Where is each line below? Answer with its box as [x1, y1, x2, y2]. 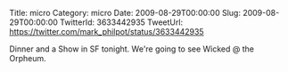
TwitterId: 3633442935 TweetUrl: [59, 17, 184, 28]
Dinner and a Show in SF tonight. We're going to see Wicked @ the [9, 44, 255, 54]
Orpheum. [9, 53, 46, 63]
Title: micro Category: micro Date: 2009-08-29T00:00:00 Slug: [9, 8, 241, 18]
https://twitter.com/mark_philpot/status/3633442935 [9, 27, 204, 36]
